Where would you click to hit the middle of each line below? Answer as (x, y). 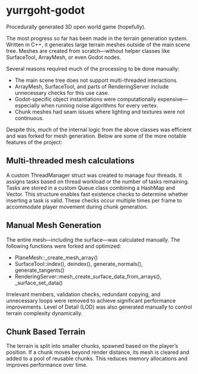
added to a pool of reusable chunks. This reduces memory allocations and (97, 359)
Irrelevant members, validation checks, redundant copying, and (84, 294)
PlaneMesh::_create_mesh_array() (56, 257)
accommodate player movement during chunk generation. (77, 207)
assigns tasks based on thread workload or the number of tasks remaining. (98, 181)
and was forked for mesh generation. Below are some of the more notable (96, 136)
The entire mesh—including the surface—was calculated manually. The (93, 240)
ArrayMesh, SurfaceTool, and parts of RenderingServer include (92, 86)
